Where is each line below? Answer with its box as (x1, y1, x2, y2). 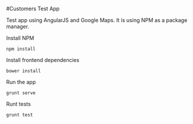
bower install (6, 68, 42, 74)
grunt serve (6, 90, 36, 96)
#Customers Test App (6, 5, 60, 12)
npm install (6, 46, 36, 52)
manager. (6, 23, 30, 30)
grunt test (6, 112, 33, 118)
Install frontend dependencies (6, 57, 80, 63)
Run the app (6, 79, 36, 85)
